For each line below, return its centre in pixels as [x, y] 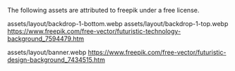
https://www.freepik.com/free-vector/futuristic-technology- [94, 31]
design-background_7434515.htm [56, 60]
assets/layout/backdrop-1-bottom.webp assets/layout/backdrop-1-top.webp [118, 24]
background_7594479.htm [46, 39]
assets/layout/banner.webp [47, 52]
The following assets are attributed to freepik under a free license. [103, 10]
